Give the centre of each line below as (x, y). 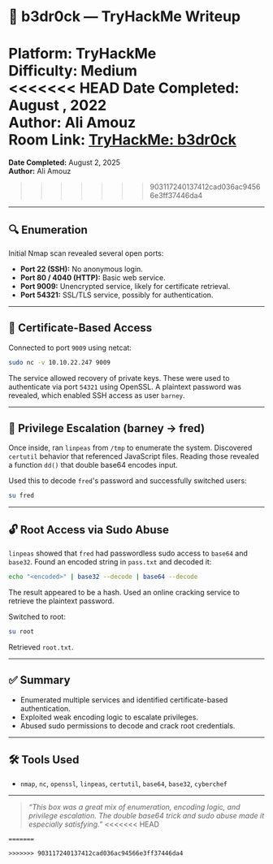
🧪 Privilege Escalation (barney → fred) (107, 428)
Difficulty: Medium (73, 71)
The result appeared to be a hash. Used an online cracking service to (124, 592)
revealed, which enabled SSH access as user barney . (97, 395)
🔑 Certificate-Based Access (80, 328)
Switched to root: (37, 617)
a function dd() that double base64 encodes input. (93, 465)
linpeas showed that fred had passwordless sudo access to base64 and (128, 553)
